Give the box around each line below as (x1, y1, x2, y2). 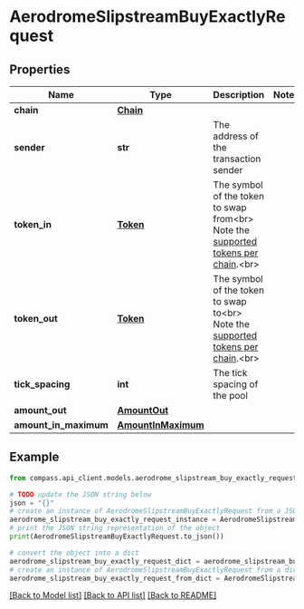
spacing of (213, 378, 259, 391)
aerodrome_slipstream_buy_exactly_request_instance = (9, 515, 217, 525)
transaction (213, 152, 261, 165)
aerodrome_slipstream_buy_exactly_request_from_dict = (9, 574, 221, 583)
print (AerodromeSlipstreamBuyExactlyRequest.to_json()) (9, 532, 224, 541)
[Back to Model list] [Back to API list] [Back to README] (9, 590, 217, 601)
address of (213, 130, 260, 142)
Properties (9, 62, 71, 77)
